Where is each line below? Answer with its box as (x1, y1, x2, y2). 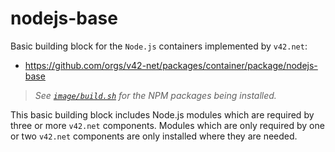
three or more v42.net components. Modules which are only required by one (10, 119, 325, 131)
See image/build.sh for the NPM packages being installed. (34, 89, 277, 101)
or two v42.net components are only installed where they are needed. (10, 130, 298, 142)
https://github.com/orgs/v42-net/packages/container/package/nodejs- (24, 59, 318, 71)
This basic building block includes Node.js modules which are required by (10, 108, 315, 121)
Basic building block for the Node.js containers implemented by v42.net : (10, 40, 308, 52)
